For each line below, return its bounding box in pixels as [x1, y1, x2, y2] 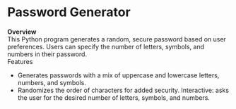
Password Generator [7, 4, 131, 20]
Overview [7, 27, 37, 36]
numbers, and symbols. [17, 78, 86, 86]
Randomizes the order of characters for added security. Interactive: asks [17, 86, 230, 94]
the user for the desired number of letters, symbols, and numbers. [17, 93, 211, 102]
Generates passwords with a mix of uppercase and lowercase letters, [17, 71, 220, 79]
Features [7, 57, 33, 65]
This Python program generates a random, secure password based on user [7, 34, 226, 43]
